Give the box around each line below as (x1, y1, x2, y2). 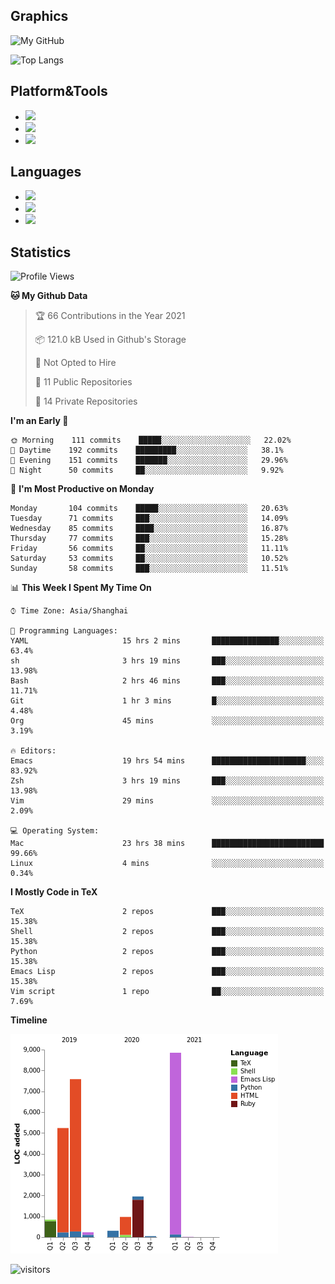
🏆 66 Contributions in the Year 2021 (34, 310, 186, 322)
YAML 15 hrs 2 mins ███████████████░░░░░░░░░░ (10, 636, 325, 646)
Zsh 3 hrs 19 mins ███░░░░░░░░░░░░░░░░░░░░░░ (10, 776, 325, 786)
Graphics (10, 8, 69, 25)
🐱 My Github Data (10, 290, 88, 302)
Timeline (10, 1014, 48, 1026)
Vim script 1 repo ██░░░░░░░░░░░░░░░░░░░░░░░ (10, 987, 325, 997)
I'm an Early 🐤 (10, 415, 69, 427)
